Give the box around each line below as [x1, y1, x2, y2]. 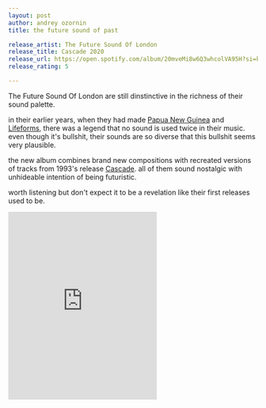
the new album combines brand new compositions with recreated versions [8, 155, 252, 164]
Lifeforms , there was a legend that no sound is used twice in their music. [8, 123, 245, 133]
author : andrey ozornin [8, 19, 87, 27]
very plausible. [8, 140, 57, 149]
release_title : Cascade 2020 [8, 48, 104, 56]
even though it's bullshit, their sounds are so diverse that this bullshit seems [8, 131, 256, 141]
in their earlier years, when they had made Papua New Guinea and [8, 115, 225, 124]
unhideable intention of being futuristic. [8, 172, 137, 182]
